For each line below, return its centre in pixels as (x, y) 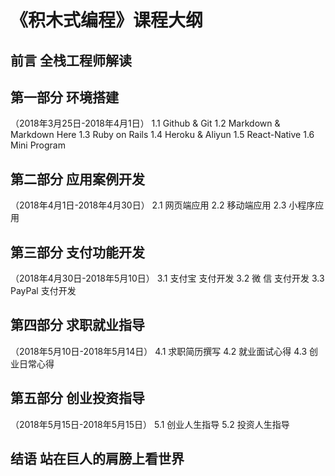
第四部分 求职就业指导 (77, 325)
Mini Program (38, 145)
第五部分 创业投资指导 (77, 398)
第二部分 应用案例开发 (77, 179)
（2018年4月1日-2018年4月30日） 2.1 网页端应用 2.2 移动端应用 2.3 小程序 (163, 205)
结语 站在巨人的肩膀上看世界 (97, 459)
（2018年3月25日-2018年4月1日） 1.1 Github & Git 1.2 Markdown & (145, 123)
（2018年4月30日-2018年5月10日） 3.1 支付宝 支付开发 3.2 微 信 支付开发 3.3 (167, 278)
